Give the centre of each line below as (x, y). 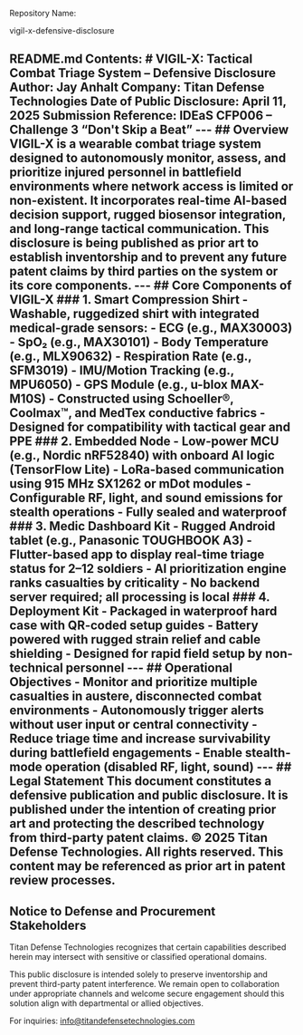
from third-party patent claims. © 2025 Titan (139, 838)
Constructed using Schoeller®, (146, 399)
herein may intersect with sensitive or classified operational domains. (138, 957)
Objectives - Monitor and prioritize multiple (133, 682)
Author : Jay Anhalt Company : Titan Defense (137, 87)
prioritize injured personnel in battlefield (126, 173)
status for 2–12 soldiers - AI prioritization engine (148, 569)
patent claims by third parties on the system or (144, 271)
